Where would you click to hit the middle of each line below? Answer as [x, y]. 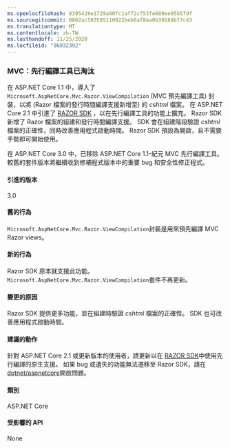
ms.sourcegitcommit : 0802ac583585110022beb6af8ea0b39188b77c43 [100, 20]
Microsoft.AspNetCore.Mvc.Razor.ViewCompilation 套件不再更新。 [99, 280]
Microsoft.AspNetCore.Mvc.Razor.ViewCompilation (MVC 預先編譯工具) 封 [111, 96]
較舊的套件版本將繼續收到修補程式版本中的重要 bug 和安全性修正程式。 [108, 162]
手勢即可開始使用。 [34, 139]
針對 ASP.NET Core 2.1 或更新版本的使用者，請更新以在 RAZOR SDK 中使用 [112, 356]
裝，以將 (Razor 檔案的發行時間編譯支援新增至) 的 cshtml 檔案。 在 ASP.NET [115, 105]
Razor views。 [28, 237]
